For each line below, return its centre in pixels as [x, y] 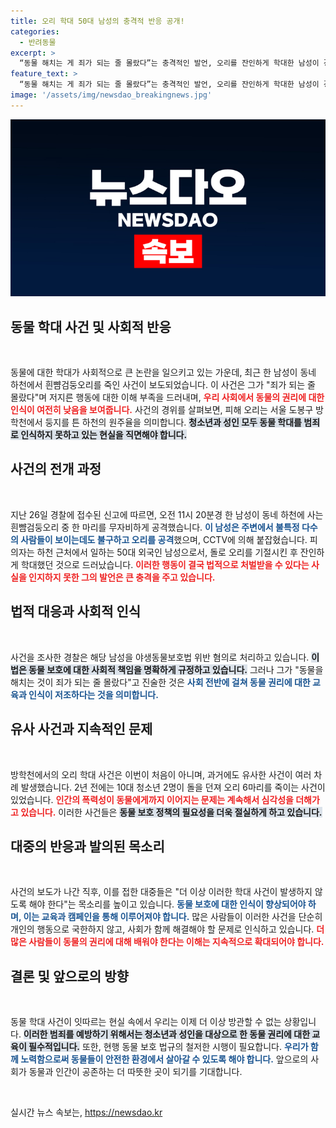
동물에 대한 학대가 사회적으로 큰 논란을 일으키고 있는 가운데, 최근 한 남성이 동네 [163, 372]
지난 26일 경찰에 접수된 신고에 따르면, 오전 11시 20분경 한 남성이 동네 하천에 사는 [167, 514]
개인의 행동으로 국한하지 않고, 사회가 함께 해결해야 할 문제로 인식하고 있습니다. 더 [167, 929]
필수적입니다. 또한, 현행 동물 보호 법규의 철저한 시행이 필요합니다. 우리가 [168, 1047]
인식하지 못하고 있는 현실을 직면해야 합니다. [104, 435]
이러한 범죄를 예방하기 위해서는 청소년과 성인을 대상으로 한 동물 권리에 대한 [167, 1034]
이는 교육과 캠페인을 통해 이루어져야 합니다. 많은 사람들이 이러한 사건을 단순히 [173, 917]
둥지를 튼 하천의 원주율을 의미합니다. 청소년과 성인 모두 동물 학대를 [173, 422]
